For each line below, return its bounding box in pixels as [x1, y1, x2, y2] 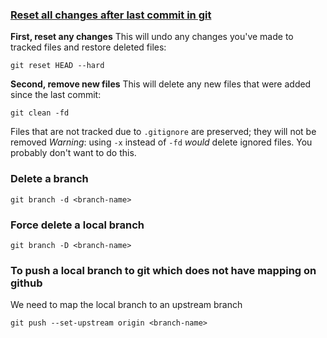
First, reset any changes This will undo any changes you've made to [10, 31, 294, 43]
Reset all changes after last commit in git [10, 8, 212, 22]
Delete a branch [10, 172, 89, 186]
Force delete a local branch [10, 218, 145, 232]
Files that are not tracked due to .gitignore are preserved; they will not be [10, 126, 317, 138]
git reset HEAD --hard [10, 61, 105, 71]
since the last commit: [10, 89, 102, 101]
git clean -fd [10, 108, 70, 118]
